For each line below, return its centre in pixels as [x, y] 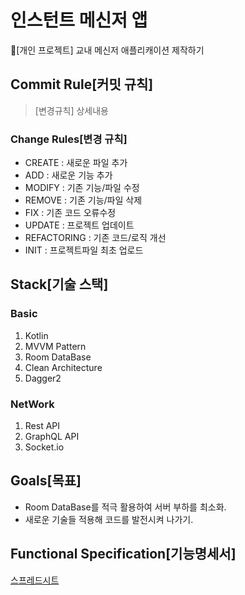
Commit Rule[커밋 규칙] [82, 84]
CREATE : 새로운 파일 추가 [76, 163]
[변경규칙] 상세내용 [71, 110]
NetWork [32, 404]
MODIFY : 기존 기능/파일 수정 [82, 188]
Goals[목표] [46, 481]
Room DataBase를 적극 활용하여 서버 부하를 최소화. [125, 507]
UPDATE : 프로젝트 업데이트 [79, 225]
